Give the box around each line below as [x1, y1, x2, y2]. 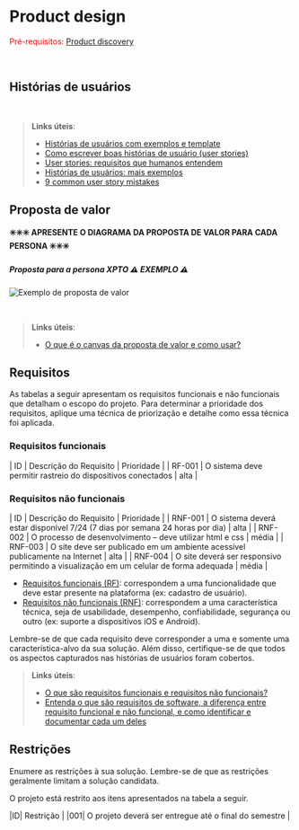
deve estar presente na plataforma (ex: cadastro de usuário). [22, 587, 248, 598]
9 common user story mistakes [44, 176, 160, 187]
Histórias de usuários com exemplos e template [44, 137, 221, 149]
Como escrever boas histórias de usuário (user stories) [44, 147, 249, 158]
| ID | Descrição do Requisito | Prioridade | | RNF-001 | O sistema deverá [9, 512, 277, 523]
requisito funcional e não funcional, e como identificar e [44, 706, 251, 717]
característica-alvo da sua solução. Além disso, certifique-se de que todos [9, 642, 286, 653]
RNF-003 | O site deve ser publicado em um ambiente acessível [9, 541, 246, 552]
